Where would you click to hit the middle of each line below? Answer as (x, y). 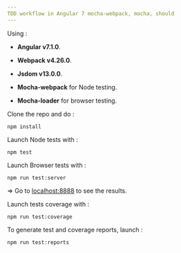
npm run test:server (37, 177)
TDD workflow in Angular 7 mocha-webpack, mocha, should (91, 14)
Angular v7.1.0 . (39, 46)
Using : (17, 33)
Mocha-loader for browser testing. (67, 101)
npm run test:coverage (40, 217)
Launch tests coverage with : (48, 204)
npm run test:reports (38, 242)
